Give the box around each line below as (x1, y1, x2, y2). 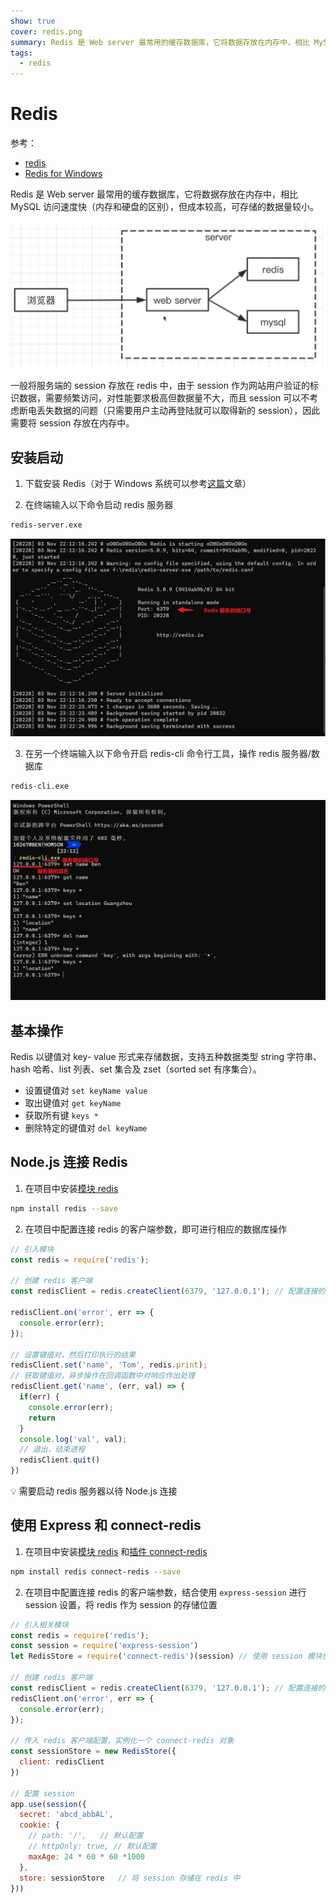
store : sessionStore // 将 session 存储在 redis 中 (19, 1873, 241, 1883)
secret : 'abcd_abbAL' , (19, 1810, 114, 1820)
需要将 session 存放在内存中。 (10, 417, 135, 429)
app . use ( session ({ (10, 1799, 87, 1809)
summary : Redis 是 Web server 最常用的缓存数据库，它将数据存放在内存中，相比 (10, 37, 310, 47)
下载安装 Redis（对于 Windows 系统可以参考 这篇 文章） (24, 478, 252, 490)
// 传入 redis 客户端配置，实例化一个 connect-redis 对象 (10, 1736, 235, 1746)
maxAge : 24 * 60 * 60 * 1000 (28, 1851, 145, 1862)
